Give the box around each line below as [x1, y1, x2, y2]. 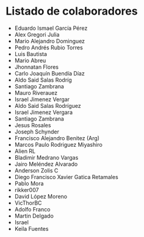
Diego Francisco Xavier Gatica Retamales [14, 173, 118, 180]
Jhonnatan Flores [14, 63, 59, 71]
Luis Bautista [14, 50, 47, 57]
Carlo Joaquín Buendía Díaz [14, 69, 85, 77]
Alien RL [14, 147, 36, 155]
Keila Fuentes [14, 225, 49, 232]
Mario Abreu [14, 57, 46, 64]
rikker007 [14, 186, 39, 193]
